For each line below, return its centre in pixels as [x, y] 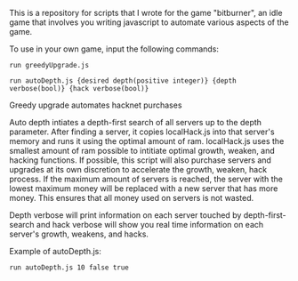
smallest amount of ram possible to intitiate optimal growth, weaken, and [142, 151]
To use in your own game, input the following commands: [114, 49]
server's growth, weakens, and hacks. [79, 234]
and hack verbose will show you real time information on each [150, 225]
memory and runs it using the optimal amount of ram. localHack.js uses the [147, 141]
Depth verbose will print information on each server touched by [125, 215]
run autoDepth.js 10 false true [69, 268]
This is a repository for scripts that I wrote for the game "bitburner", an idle [146, 13]
